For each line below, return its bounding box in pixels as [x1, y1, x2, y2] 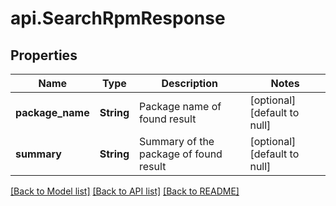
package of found [139, 147, 223, 161]
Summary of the [139, 135, 215, 148]
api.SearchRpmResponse [10, 7, 226, 30]
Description [161, 77, 218, 90]
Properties [10, 47, 78, 64]
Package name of [139, 100, 222, 113]
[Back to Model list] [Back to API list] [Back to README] [10, 185, 240, 197]
